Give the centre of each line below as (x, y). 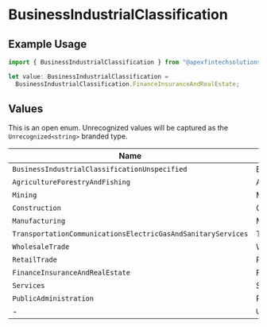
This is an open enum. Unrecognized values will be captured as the (118, 128)
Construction (37, 208)
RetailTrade (35, 260)
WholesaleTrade (41, 247)
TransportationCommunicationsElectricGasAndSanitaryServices (130, 234)
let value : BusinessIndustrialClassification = (89, 76)
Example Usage (48, 44)
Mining (25, 195)
